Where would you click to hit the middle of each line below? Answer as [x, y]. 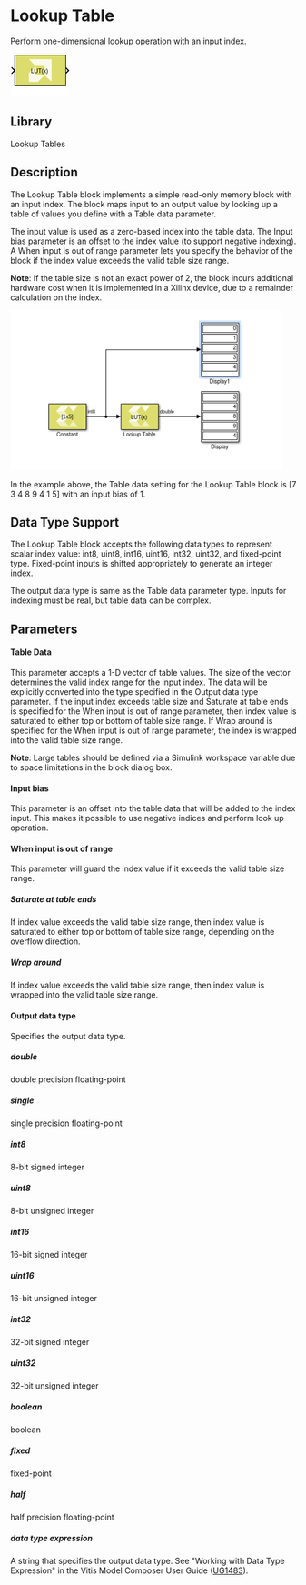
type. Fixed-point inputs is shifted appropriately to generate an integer [142, 564]
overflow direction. [45, 941]
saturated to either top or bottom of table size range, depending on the [143, 932]
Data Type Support [65, 522]
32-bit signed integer [50, 1342]
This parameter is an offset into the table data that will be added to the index [153, 808]
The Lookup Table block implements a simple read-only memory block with [151, 194]
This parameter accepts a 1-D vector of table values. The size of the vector [151, 672]
